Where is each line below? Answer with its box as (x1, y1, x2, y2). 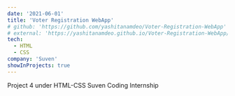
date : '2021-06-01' (7, 10, 64, 17)
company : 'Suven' (7, 56, 58, 63)
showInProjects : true (7, 62, 71, 69)
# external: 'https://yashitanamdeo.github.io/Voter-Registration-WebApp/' (7, 29, 233, 37)
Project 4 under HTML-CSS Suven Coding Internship (7, 81, 159, 89)
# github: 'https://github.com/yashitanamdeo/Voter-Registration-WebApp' (7, 23, 227, 30)
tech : (7, 36, 23, 43)
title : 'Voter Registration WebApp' (7, 17, 114, 24)
